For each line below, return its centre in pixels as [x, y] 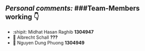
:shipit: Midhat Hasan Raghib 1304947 [53, 32]
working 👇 [22, 17]
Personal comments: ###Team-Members [72, 8]
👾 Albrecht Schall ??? [35, 37]
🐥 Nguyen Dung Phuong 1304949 [49, 42]
